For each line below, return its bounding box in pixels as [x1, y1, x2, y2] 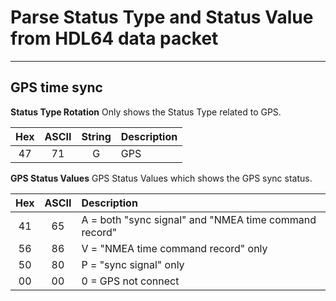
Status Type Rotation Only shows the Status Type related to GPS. [10, 106, 282, 118]
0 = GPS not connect [81, 274, 180, 288]
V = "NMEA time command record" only [81, 241, 268, 255]
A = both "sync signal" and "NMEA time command [81, 212, 317, 226]
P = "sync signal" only [81, 257, 185, 271]
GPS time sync [10, 79, 103, 96]
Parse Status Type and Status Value [10, 6, 314, 29]
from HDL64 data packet [10, 27, 219, 50]
